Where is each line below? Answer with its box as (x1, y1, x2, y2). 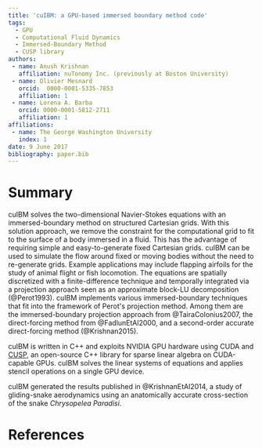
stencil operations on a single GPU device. (8, 366, 145, 377)
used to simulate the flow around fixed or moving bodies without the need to (8, 252, 254, 261)
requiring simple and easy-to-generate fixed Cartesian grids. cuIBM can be (8, 243, 250, 253)
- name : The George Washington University (11, 128, 153, 136)
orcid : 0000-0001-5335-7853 (18, 84, 113, 93)
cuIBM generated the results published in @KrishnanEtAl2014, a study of (8, 382, 242, 392)
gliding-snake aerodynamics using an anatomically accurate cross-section (8, 390, 249, 400)
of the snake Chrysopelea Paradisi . (8, 399, 122, 408)
